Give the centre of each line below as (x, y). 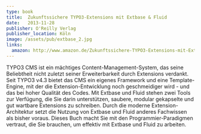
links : (14, 45)
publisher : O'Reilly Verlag (41, 28)
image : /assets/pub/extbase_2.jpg (49, 39)
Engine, (16, 86)
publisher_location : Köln (38, 34)
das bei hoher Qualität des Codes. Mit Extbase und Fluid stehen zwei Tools (98, 92)
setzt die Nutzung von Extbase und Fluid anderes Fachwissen (111, 111)
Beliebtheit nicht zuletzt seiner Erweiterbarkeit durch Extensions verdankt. (98, 74)
